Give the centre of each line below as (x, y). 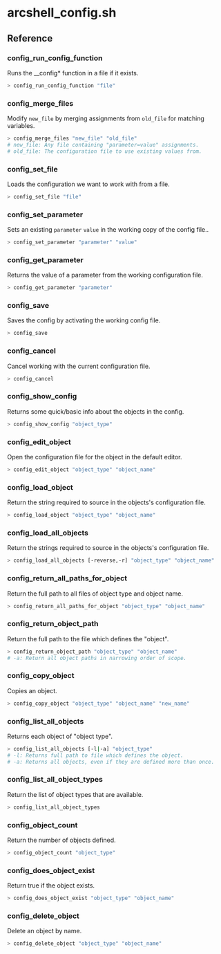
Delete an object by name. (45, 931)
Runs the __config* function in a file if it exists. (73, 73)
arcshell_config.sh (62, 13)
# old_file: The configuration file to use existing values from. (105, 151)
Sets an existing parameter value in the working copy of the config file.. (108, 230)
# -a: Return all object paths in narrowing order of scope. (97, 658)
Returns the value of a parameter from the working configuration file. (105, 275)
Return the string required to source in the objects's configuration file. (106, 502)
